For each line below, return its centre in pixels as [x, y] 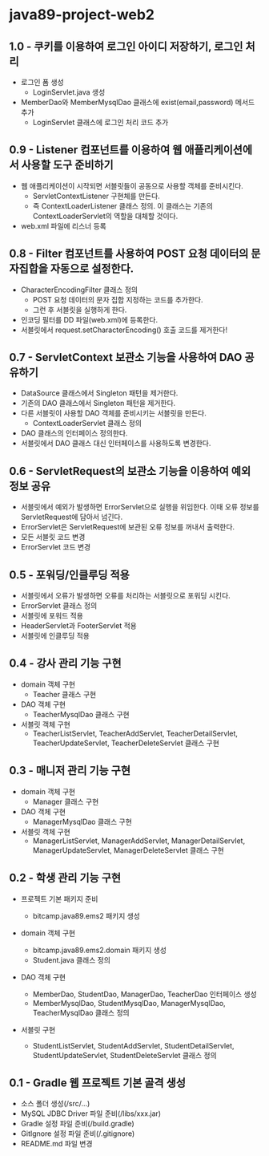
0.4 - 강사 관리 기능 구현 [66, 663]
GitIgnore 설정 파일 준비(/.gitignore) [78, 1134]
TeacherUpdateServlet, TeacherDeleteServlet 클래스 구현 [126, 743]
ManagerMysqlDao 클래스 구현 [82, 821]
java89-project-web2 [82, 15]
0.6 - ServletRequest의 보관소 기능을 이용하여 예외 [130, 471]
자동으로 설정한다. [92, 269]
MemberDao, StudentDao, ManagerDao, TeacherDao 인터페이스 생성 [145, 994]
